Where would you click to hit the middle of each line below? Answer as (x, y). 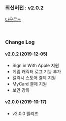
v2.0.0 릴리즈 (25, 113)
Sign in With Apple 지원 (35, 66)
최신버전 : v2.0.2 (24, 7)
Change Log (20, 42)
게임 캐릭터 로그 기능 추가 (37, 72)
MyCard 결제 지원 (30, 84)
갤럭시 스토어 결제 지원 (34, 78)
